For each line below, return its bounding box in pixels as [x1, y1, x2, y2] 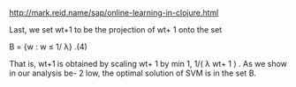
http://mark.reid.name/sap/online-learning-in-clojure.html [9, 8, 219, 18]
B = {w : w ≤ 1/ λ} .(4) [9, 41, 88, 52]
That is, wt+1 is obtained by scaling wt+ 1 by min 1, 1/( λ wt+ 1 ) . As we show [9, 59, 287, 69]
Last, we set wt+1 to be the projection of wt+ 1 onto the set [9, 25, 223, 34]
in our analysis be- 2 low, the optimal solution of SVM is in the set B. [9, 68, 257, 78]
